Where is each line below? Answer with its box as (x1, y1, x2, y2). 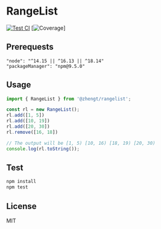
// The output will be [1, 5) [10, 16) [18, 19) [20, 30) (6, 140, 156, 146)
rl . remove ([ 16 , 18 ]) (6, 129, 59, 135)
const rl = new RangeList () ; (6, 107, 80, 113)
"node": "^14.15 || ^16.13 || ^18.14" (6, 58, 104, 64)
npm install (6, 179, 36, 185)
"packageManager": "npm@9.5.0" (6, 63, 85, 69)
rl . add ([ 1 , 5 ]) (6, 112, 45, 119)
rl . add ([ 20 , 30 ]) (6, 124, 50, 130)
